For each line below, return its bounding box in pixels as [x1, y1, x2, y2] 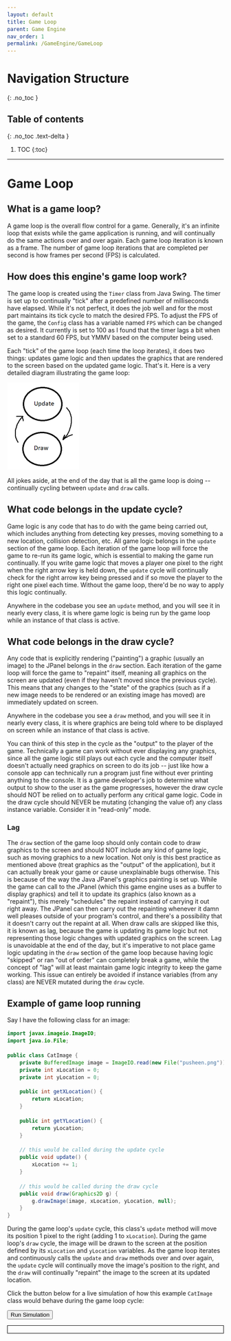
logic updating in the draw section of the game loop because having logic [7, 948, 214, 957]
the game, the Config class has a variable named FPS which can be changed [7, 318, 222, 327]
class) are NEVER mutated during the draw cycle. [7, 977, 145, 986]
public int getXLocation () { [19, 1089, 103, 1095]
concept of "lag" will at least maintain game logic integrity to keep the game [7, 963, 222, 971]
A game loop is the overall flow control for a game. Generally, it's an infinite [7, 221, 220, 230]
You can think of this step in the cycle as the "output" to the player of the [7, 739, 213, 748]
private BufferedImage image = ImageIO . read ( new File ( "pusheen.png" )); [19, 1059, 229, 1066]
